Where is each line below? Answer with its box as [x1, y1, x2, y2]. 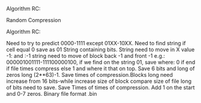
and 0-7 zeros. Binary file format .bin [6, 90, 97, 97]
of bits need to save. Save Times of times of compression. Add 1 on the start [6, 84, 195, 91]
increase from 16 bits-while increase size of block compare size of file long [6, 77, 192, 85]
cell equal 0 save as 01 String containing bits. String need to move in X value [6, 46, 195, 53]
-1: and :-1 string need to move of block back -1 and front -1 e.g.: [6, 52, 166, 59]
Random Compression [6, 17, 61, 23]
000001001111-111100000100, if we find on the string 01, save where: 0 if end [6, 59, 196, 65]
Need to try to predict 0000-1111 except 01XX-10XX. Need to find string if [6, 40, 186, 46]
